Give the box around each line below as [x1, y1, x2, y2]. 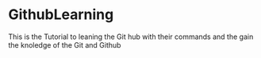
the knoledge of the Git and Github [8, 40, 121, 49]
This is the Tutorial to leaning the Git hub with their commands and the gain [8, 32, 254, 41]
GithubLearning [8, 6, 114, 24]
